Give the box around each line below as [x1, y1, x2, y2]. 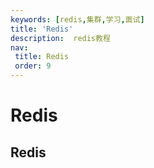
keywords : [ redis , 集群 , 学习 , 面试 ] [10, 14, 145, 25]
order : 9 [14, 61, 52, 71]
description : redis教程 [10, 33, 111, 43]
